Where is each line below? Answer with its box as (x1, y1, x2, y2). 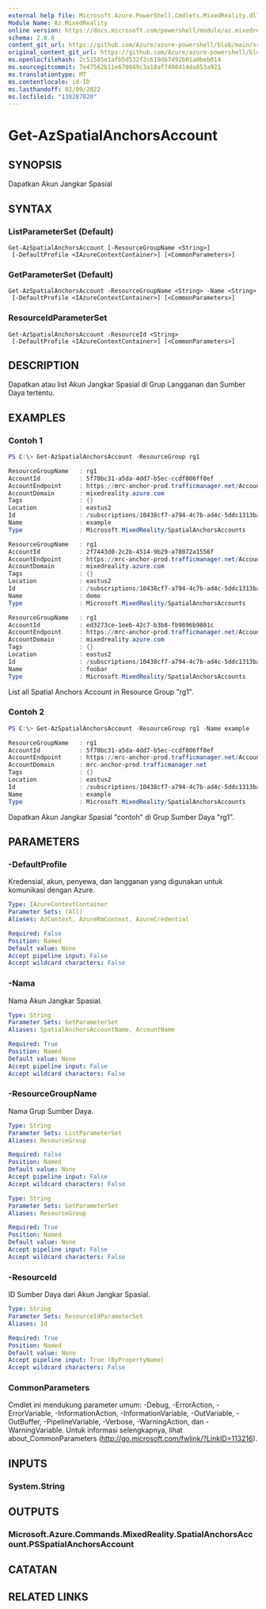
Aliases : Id (8, 1320, 47, 1328)
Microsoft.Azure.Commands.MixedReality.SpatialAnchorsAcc (8, 1529, 253, 1540)
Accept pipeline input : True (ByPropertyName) (8, 1356, 165, 1364)
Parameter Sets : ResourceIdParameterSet (8, 1313, 144, 1321)
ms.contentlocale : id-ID (8, 78, 90, 86)
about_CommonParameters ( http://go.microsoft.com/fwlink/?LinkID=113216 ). (8, 1434, 258, 1443)
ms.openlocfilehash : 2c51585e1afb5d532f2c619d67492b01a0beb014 (8, 56, 222, 64)
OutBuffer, (8, 1417, 42, 1427)
